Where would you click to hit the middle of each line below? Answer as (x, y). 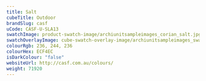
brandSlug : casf (27, 23)
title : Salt (21, 12)
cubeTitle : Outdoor (31, 18)
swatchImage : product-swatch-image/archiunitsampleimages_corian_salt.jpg (104, 35)
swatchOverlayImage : (33, 40)
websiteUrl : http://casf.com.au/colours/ (60, 63)
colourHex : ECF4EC (30, 52)
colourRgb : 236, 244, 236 (39, 46)
